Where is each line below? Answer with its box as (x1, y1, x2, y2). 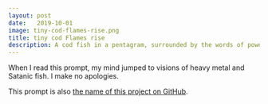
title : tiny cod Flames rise (8, 33, 105, 42)
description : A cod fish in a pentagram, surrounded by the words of (8, 41, 245, 49)
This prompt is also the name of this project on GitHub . (8, 87, 189, 96)
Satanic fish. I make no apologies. (8, 71, 120, 81)
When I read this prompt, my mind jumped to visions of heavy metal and (8, 63, 245, 72)
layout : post (8, 11, 52, 20)
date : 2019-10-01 (8, 19, 73, 27)
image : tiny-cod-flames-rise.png (8, 26, 120, 34)
